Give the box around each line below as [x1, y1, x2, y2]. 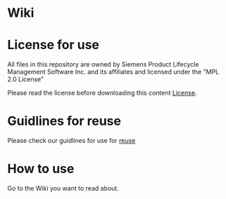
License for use [7, 37, 100, 53]
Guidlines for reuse [7, 114, 122, 129]
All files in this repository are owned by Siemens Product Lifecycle [7, 60, 199, 69]
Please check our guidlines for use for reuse [7, 137, 136, 145]
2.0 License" [7, 75, 44, 83]
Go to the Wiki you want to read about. [7, 184, 120, 192]
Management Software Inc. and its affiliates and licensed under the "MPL [7, 68, 220, 76]
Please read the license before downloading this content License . [7, 89, 197, 97]
